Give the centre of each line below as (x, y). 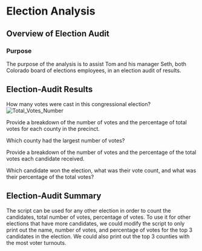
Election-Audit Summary (54, 196)
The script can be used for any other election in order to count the (89, 210)
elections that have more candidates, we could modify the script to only (96, 223)
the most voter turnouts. (36, 243)
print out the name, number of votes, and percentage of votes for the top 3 (99, 230)
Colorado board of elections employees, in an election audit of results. (94, 70)
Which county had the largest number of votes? (66, 140)
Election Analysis (51, 11)
